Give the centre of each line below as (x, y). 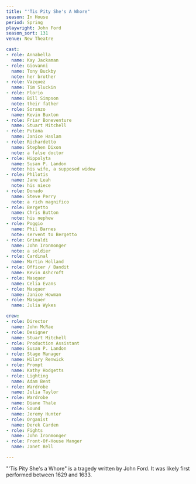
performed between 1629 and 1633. (49, 475)
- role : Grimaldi (27, 240)
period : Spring (25, 22)
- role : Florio (25, 93)
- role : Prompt (25, 365)
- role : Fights (25, 430)
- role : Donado (25, 191)
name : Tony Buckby (34, 71)
